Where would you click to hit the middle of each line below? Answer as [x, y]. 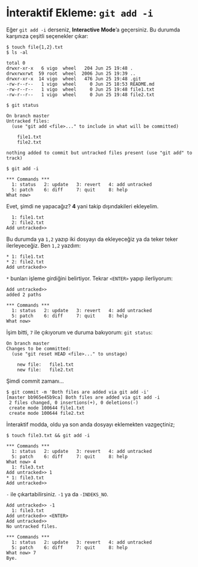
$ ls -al [17, 52]
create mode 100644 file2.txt [47, 413]
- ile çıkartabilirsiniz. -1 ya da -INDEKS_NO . [57, 494]
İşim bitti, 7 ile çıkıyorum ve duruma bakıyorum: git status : [79, 332]
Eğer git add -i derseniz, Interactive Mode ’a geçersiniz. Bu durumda [93, 30]
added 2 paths [24, 295]
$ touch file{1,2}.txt [35, 47]
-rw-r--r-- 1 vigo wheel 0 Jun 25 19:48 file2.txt [80, 94]
